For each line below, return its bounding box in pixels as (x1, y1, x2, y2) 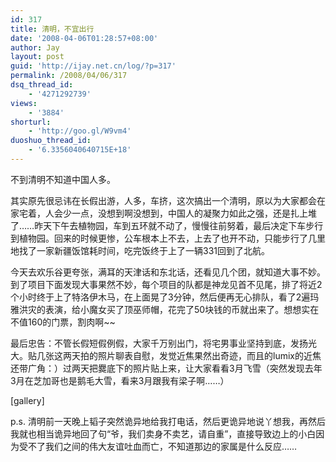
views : (10, 98, 38, 108)
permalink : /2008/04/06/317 (10, 71, 128, 81)
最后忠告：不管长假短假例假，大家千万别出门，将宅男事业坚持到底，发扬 (10, 337, 308, 349)
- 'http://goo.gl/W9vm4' (28, 126, 132, 136)
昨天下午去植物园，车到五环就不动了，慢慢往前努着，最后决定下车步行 (34, 219, 324, 231)
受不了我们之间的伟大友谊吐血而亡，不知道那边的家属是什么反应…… (18, 440, 298, 452)
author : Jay (10, 42, 60, 53)
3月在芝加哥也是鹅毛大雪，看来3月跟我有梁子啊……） (10, 374, 230, 386)
